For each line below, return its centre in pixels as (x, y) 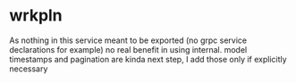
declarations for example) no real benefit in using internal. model (128, 49)
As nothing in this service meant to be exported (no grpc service (128, 40)
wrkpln (36, 16)
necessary (29, 69)
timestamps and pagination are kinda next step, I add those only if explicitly (148, 59)
